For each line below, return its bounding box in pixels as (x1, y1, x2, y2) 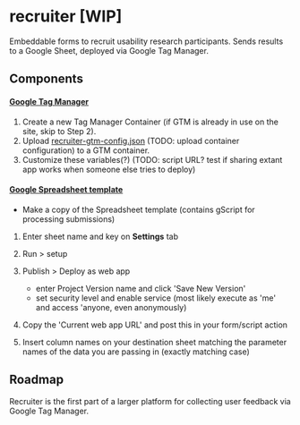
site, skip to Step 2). (21, 125, 97, 136)
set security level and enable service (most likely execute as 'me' (35, 293, 276, 303)
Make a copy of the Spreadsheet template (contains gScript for (21, 204, 255, 215)
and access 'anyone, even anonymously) (35, 302, 187, 312)
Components (9, 72, 83, 87)
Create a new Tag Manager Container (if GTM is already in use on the (21, 116, 279, 127)
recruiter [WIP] (9, 6, 123, 27)
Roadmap (9, 372, 64, 387)
